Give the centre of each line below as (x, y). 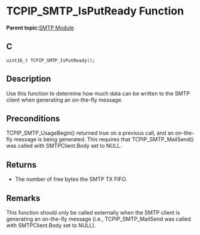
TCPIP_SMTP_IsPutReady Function (95, 11)
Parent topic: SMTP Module (40, 28)
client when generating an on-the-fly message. (65, 100)
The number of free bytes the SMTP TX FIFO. (71, 179)
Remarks (23, 198)
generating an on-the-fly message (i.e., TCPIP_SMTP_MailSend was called (98, 219)
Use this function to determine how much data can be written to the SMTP (98, 93)
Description (29, 79)
